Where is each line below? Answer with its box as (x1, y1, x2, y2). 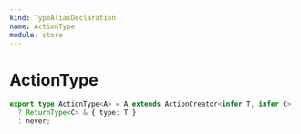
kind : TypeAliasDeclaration (9, 13, 117, 23)
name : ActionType (9, 22, 76, 31)
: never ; (17, 117, 51, 126)
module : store (9, 30, 64, 39)
